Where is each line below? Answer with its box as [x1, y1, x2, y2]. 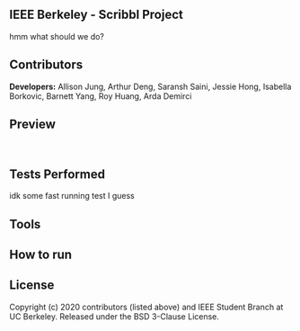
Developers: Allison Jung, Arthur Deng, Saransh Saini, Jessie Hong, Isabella [9, 81, 292, 92]
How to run [9, 247, 73, 263]
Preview [9, 117, 57, 132]
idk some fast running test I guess [9, 191, 135, 201]
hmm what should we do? [9, 31, 105, 41]
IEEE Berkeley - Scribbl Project [9, 7, 184, 22]
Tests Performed [9, 166, 106, 182]
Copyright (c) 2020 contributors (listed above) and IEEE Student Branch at [9, 301, 284, 312]
